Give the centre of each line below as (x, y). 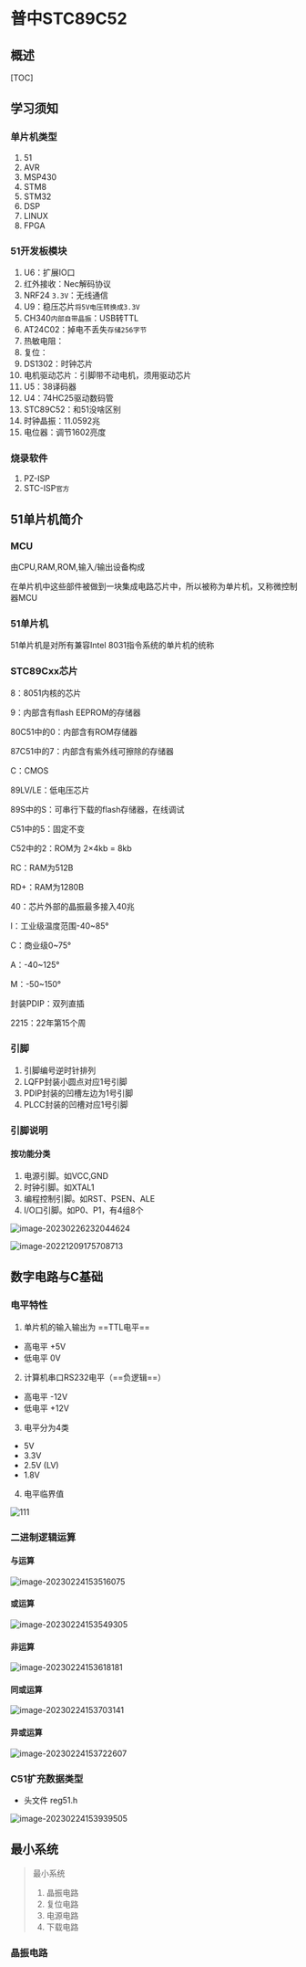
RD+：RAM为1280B (47, 887)
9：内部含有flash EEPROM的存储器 (76, 712)
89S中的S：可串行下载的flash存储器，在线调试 (97, 809)
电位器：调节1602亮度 (65, 432)
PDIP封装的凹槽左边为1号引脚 (78, 1093)
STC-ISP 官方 (46, 489)
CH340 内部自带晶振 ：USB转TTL (81, 318)
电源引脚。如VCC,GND (66, 1175)
